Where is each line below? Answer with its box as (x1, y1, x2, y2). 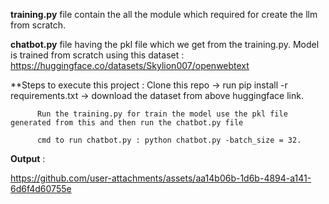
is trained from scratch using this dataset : (10, 49, 185, 61)
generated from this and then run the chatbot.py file (10, 118, 244, 128)
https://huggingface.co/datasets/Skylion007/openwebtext (10, 60, 250, 71)
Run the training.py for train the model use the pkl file (36, 109, 288, 119)
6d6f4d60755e (10, 183, 72, 194)
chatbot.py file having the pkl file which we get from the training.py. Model (10, 39, 320, 50)
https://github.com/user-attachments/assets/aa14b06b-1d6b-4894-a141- (10, 172, 312, 184)
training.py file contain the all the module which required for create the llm (10, 9, 318, 20)
